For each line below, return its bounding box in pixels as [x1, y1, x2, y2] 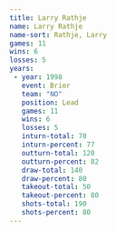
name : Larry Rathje [9, 22, 83, 31]
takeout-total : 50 [21, 183, 92, 192]
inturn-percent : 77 [21, 140, 95, 149]
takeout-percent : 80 [21, 191, 100, 200]
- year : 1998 [13, 73, 63, 82]
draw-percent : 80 [21, 174, 88, 183]
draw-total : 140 [21, 166, 83, 175]
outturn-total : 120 [21, 148, 95, 157]
